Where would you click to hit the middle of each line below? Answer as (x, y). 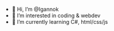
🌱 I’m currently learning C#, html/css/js (60, 22)
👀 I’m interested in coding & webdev (56, 15)
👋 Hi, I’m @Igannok (35, 9)
